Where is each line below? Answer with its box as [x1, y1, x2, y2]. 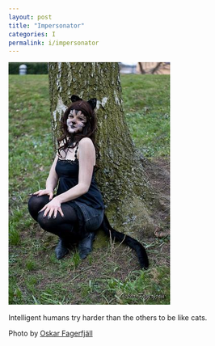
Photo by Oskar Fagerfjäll [8, 328, 93, 339]
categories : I [8, 30, 57, 38]
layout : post [8, 13, 53, 21]
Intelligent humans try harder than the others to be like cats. [8, 313, 208, 323]
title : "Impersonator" [8, 21, 85, 30]
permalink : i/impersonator [8, 39, 99, 47]
